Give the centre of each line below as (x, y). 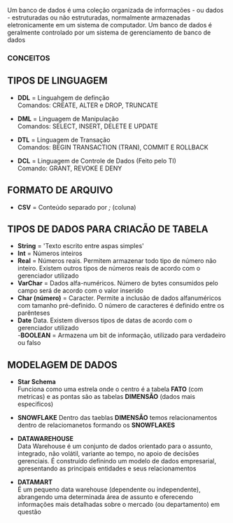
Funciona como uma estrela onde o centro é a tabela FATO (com (110, 389)
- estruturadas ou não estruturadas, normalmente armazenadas (99, 18)
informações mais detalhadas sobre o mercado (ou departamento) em (119, 505)
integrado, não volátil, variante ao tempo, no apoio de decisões (108, 454)
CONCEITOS (29, 57)
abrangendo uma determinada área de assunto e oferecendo (105, 497)
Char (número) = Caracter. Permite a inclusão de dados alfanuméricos (119, 298)
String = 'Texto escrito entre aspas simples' (81, 246)
